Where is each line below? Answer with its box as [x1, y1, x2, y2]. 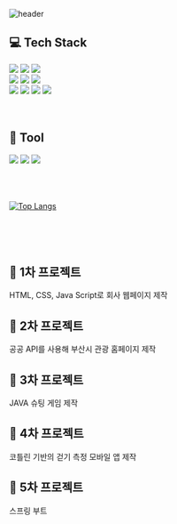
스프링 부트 [9, 505, 48, 516]
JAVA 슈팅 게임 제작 [9, 398, 78, 408]
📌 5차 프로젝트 [9, 480, 84, 496]
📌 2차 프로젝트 [9, 318, 84, 334]
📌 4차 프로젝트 [9, 426, 84, 441]
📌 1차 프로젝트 [9, 265, 81, 280]
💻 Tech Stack [9, 36, 88, 51]
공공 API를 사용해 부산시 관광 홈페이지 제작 [9, 343, 157, 355]
